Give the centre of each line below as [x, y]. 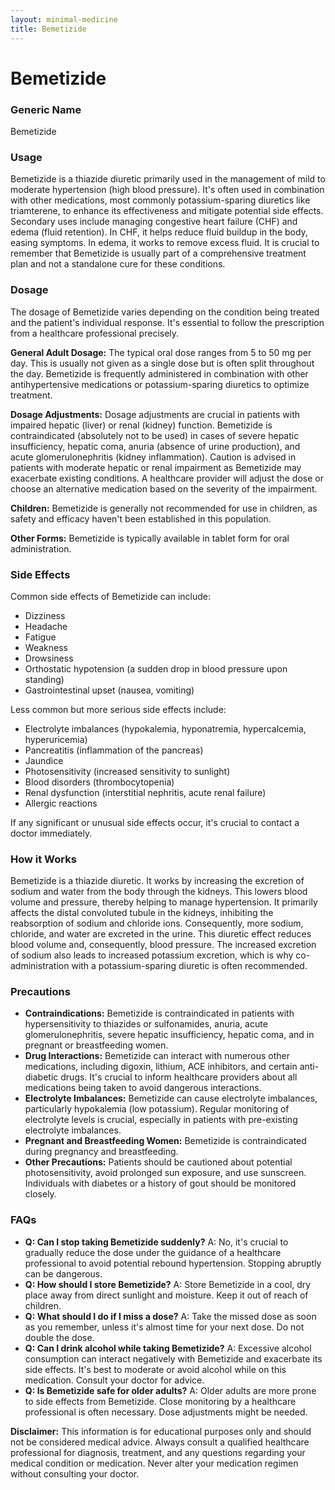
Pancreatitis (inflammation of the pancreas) [114, 750]
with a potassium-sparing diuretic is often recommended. [189, 966]
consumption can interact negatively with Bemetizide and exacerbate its [173, 1358]
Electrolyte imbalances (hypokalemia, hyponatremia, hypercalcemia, [165, 728]
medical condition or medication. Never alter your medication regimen [154, 1463]
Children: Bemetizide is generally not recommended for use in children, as [164, 508]
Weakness [46, 647]
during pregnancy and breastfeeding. [101, 1152]
